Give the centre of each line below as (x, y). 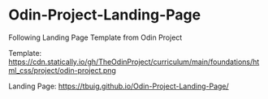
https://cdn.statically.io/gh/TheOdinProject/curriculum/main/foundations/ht (134, 62)
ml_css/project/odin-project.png (62, 70)
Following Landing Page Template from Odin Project (95, 37)
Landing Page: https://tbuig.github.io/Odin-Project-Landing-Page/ (119, 86)
